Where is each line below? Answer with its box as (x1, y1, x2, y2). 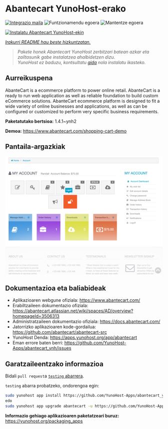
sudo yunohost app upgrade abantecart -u (5, 403, 93, 408)
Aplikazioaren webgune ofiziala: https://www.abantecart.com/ (12, 297, 140, 303)
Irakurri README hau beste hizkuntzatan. (5, 39, 91, 45)
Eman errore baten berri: (12, 340, 63, 346)
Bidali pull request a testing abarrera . (5, 373, 84, 379)
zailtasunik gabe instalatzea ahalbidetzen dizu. (17, 54, 115, 60)
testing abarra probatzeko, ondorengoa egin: (5, 383, 99, 389)
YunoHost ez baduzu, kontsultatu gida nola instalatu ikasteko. (17, 59, 146, 65)
